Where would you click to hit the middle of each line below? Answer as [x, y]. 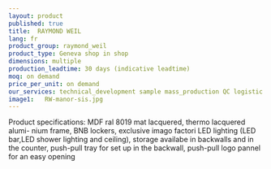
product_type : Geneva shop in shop [69, 54]
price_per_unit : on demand [54, 84]
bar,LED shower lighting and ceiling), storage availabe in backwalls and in [131, 140]
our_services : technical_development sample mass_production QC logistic [136, 91]
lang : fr [23, 39]
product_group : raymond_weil [58, 46]
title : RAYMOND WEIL [45, 31]
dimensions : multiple [45, 62]
